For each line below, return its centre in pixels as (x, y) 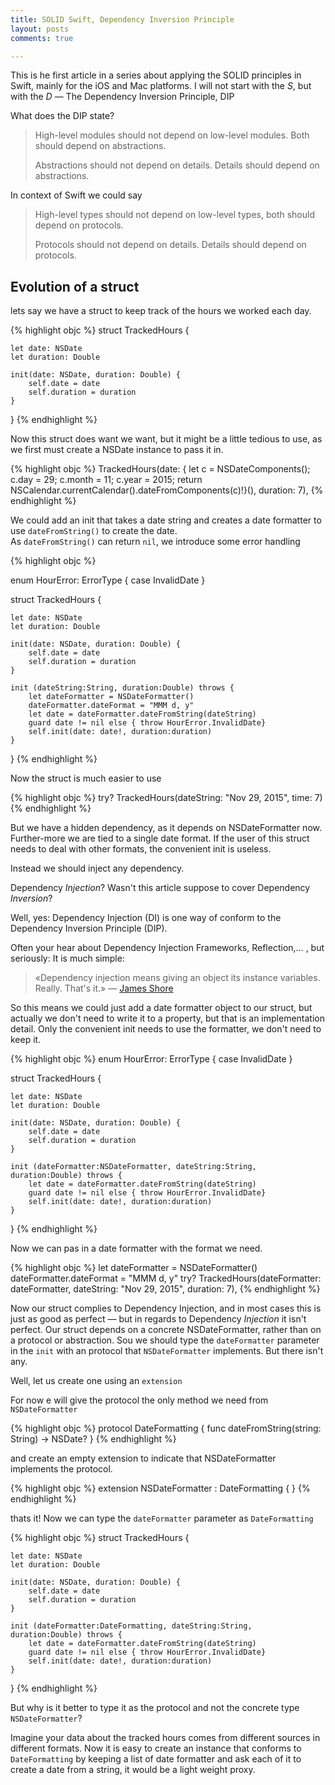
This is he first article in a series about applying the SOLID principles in (156, 75)
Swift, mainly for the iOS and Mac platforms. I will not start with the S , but (161, 86)
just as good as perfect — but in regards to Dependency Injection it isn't (158, 1319)
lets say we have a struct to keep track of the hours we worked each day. (161, 311)
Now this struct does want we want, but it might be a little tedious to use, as (166, 439)
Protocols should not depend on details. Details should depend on (170, 245)
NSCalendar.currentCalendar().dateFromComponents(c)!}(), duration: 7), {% (167, 490)
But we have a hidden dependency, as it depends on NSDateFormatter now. (166, 828)
